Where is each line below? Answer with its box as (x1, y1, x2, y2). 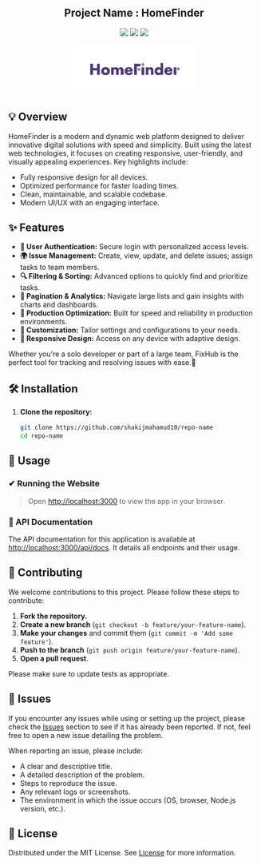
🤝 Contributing (8, 566, 83, 580)
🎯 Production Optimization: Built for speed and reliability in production (19, 308, 253, 318)
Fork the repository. (19, 611, 88, 621)
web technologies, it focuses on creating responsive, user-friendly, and (8, 148, 243, 158)
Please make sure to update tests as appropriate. (8, 669, 170, 678)
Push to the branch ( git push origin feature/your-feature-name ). (19, 645, 240, 654)
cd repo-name (19, 432, 64, 440)
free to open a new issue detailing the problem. (8, 730, 164, 740)
